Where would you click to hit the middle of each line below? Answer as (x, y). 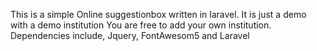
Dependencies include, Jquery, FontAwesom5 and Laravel (130, 35)
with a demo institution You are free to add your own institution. (141, 25)
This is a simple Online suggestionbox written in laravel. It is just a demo (158, 14)
